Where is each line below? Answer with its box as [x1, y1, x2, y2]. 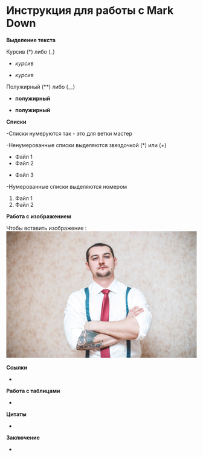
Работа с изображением [6, 212, 71, 220]
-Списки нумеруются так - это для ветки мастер [6, 130, 133, 137]
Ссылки [6, 364, 28, 371]
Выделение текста [6, 36, 56, 43]
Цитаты [6, 411, 27, 418]
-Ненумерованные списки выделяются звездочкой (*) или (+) [6, 141, 167, 148]
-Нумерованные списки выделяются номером [6, 183, 127, 190]
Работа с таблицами [6, 387, 60, 394]
